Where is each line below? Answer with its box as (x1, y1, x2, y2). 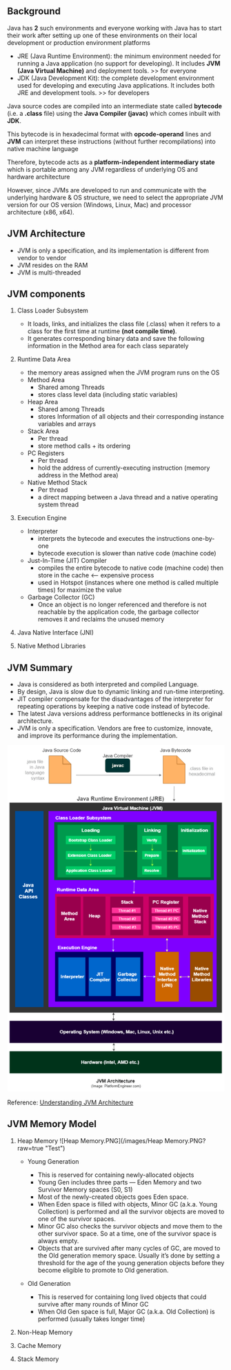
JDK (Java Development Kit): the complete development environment (17, 74, 215, 82)
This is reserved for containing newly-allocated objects (37, 1171, 194, 1179)
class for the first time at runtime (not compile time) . (27, 327, 177, 335)
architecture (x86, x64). (7, 208, 74, 216)
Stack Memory (17, 1355, 59, 1363)
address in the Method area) (37, 471, 119, 479)
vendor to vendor (17, 253, 67, 261)
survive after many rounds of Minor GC (37, 1300, 149, 1308)
